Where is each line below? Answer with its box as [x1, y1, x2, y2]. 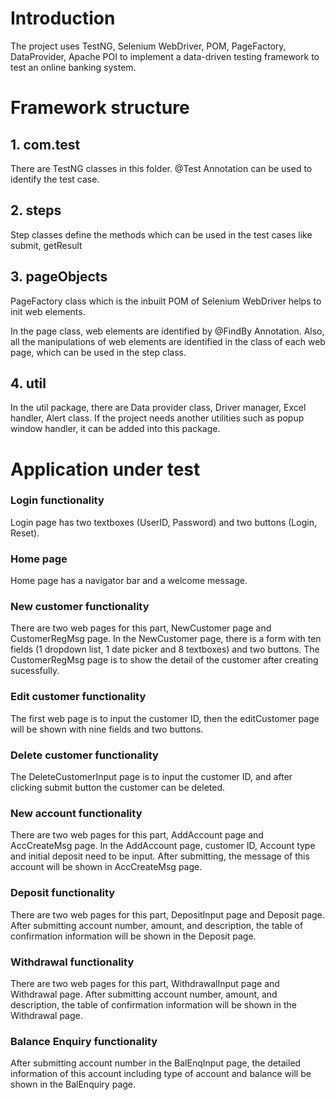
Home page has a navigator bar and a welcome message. [10, 575, 248, 587]
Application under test [10, 458, 201, 481]
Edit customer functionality [10, 690, 147, 704]
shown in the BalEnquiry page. [10, 1078, 137, 1091]
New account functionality [10, 806, 143, 820]
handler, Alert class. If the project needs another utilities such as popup [10, 412, 305, 424]
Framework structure [10, 97, 190, 119]
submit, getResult [10, 239, 83, 251]
